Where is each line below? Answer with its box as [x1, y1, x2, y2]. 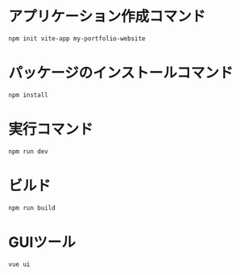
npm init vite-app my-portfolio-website [8, 34, 147, 43]
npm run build [8, 203, 56, 212]
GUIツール [8, 233, 77, 251]
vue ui [8, 260, 31, 269]
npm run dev [8, 147, 48, 156]
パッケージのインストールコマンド [8, 64, 234, 82]
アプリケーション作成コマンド [8, 7, 206, 26]
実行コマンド [8, 120, 94, 139]
